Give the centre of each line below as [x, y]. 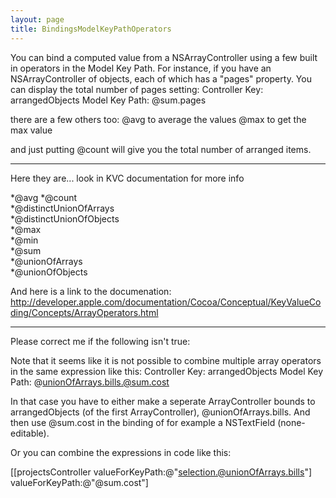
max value [31, 130]
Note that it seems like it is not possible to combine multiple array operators [166, 360]
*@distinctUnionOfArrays [62, 208]
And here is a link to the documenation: [91, 291]
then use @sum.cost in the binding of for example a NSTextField [143, 422]
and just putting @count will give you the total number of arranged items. [161, 149]
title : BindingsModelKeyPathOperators [91, 29]
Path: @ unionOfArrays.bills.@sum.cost [90, 382]
